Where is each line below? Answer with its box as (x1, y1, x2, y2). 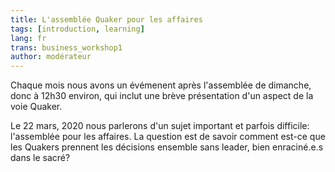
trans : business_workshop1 (10, 42, 123, 53)
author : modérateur (10, 52, 92, 62)
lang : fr (10, 33, 47, 43)
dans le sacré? (10, 152, 71, 164)
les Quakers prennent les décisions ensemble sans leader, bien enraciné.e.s (10, 141, 324, 153)
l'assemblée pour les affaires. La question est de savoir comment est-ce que (10, 131, 326, 143)
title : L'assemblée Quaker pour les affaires (10, 14, 203, 25)
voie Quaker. (10, 101, 63, 113)
